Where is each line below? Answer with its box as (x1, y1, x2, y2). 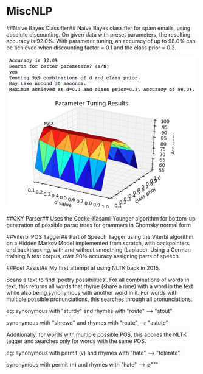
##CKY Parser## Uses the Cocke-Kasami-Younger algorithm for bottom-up (6, 214, 196, 222)
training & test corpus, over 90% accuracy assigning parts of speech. (6, 252, 181, 259)
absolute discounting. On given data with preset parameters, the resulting (6, 30, 191, 38)
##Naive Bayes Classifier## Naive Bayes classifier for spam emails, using (6, 24, 191, 32)
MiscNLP (6, 4, 53, 18)
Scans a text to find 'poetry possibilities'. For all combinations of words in (6, 276, 190, 283)
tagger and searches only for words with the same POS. (6, 337, 146, 345)
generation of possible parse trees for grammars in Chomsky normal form (6, 221, 191, 228)
